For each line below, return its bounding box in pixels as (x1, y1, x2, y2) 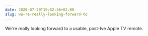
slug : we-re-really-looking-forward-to (5, 12, 88, 17)
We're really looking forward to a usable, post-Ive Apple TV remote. (5, 25, 143, 31)
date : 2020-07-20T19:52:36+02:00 (5, 7, 74, 12)
